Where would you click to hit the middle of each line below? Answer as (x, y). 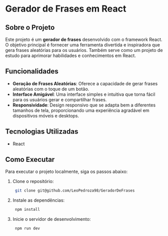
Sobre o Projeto (30, 27)
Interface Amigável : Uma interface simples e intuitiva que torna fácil (84, 94)
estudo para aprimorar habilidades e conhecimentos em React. (71, 55)
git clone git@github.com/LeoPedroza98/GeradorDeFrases (75, 191)
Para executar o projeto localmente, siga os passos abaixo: (66, 171)
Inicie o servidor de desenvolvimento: (51, 219)
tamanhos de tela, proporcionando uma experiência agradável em (81, 110)
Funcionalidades (32, 71)
